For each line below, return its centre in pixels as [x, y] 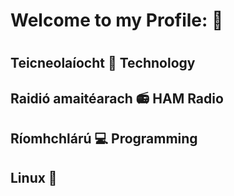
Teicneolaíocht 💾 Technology [103, 63]
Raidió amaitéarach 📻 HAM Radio [117, 98]
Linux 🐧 [34, 177]
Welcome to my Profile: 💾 [117, 20]
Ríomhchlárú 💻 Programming [104, 139]
